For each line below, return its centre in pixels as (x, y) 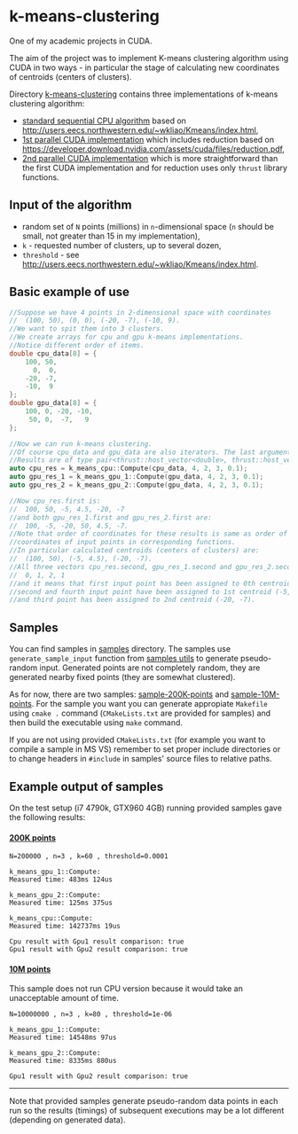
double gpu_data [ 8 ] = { (53, 403)
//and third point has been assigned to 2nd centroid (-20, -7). (132, 600)
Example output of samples (86, 786)
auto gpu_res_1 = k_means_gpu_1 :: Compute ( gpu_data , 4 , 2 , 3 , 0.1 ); (137, 477)
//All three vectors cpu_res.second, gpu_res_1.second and (121, 567)
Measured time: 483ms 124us (61, 880)
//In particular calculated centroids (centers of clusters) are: (134, 551)
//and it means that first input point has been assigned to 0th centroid (150, 583)
